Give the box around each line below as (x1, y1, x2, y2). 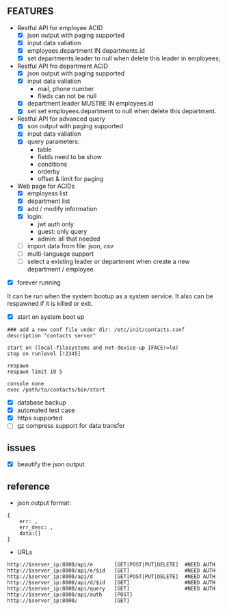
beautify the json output (16, 460, 85, 468)
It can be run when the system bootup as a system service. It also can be (7, 292, 213, 300)
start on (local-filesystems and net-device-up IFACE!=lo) (7, 344, 179, 352)
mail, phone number (37, 85, 94, 93)
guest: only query (37, 227, 88, 235)
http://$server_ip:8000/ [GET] (7, 597, 130, 604)
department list (27, 197, 70, 205)
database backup (16, 398, 66, 407)
